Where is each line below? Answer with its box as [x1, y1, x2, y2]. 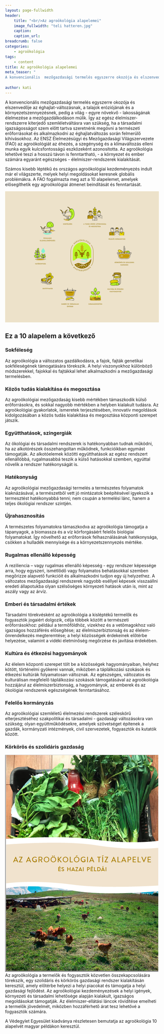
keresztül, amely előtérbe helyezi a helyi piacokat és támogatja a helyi [5, 983, 145, 989]
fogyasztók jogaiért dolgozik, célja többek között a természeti [5, 617, 129, 623]
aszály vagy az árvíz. [5, 589, 48, 594]
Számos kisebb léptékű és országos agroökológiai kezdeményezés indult [5, 166, 152, 172]
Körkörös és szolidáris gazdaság [5, 743, 84, 750]
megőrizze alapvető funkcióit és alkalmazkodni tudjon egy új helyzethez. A [5, 573, 155, 579]
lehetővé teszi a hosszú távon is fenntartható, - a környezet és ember [5, 151, 144, 157]
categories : [5, 44, 29, 49]
